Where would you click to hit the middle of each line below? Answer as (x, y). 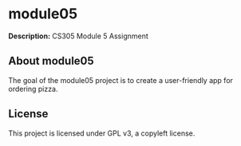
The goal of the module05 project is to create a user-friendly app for (121, 80)
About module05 (51, 61)
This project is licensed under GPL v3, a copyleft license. (102, 133)
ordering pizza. (33, 89)
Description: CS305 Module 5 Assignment (79, 36)
